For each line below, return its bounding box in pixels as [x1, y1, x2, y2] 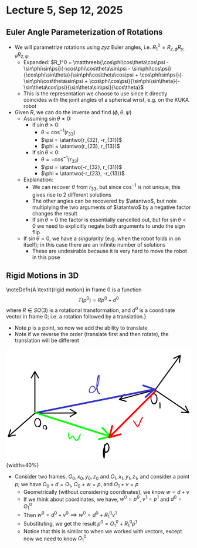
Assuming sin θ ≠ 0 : [23, 115, 72, 122]
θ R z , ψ [14, 51, 29, 59]
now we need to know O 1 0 [23, 534, 87, 543]
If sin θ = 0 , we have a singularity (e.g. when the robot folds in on [23, 235, 181, 242]
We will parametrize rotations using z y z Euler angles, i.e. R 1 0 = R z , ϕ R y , [14, 42, 185, 52]
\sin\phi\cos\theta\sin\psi [23, 78, 83, 85]
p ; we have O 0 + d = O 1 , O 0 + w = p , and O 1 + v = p [14, 480, 139, 489]
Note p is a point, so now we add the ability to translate [14, 324, 148, 331]
